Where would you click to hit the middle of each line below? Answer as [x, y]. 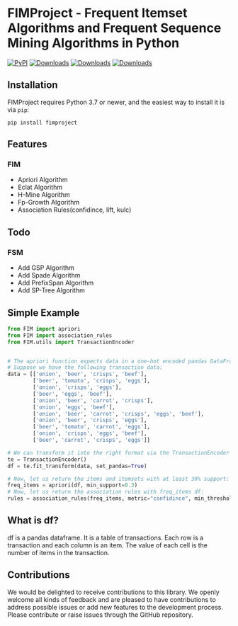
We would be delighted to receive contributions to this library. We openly [113, 592]
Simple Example [44, 313]
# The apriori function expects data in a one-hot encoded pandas [107, 361]
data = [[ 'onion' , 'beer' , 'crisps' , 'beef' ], [77, 374]
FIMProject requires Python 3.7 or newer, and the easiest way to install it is [116, 102]
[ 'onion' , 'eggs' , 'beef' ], [74, 407]
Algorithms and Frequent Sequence [114, 28]
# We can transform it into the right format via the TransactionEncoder [119, 453]
